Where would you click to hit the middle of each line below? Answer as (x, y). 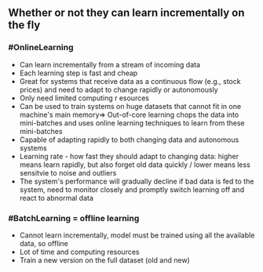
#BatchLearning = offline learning (74, 218)
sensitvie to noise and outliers (68, 172)
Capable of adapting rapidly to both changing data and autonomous (129, 140)
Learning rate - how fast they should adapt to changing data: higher (129, 156)
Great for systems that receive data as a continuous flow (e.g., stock (130, 81)
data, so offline (44, 243)
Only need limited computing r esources (84, 98)
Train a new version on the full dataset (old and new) (104, 260)
